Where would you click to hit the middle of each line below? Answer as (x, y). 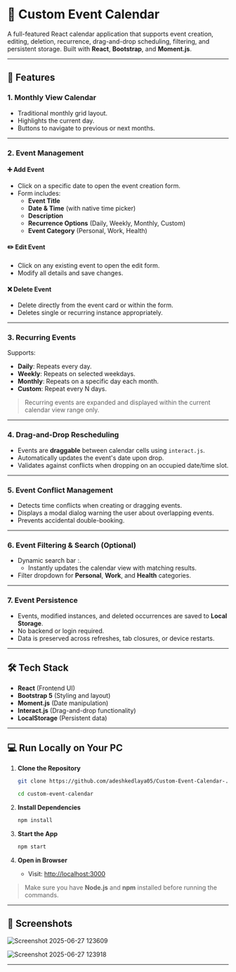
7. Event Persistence (43, 600)
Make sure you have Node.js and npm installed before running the (121, 887)
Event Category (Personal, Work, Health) (87, 230)
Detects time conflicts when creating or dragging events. (100, 506)
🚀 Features (31, 78)
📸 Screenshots (40, 924)
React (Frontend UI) (46, 688)
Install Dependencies (49, 808)
